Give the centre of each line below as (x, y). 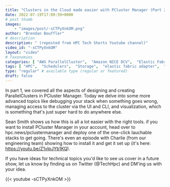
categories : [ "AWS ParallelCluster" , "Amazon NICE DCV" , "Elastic (80, 62)
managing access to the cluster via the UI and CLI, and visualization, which (83, 106)
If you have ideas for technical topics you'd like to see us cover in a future (82, 158)
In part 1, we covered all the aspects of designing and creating (70, 90)
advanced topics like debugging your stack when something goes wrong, (82, 101)
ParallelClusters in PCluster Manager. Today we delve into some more (78, 96)
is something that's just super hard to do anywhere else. (64, 111)
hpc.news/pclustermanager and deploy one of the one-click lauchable (78, 132)
